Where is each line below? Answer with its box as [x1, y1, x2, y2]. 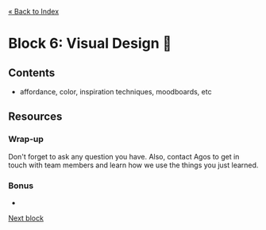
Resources [8, 110, 63, 124]
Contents [8, 66, 56, 79]
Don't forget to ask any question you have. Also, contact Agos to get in [8, 151, 240, 161]
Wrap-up [8, 134, 44, 145]
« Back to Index [8, 7, 60, 16]
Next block [8, 213, 44, 223]
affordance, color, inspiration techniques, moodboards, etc [19, 87, 212, 96]
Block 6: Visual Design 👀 [8, 35, 172, 52]
